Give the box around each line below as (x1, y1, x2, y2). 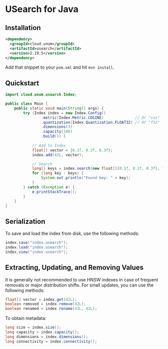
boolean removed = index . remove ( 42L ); (5, 301, 86, 306)
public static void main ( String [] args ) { (14, 106, 104, 111)
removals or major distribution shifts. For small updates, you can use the (5, 282, 154, 288)
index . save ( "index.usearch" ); (5, 240, 68, 245)
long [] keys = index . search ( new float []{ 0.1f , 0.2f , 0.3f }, (31, 166, 160, 171)
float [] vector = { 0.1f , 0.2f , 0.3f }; (31, 148, 113, 153)
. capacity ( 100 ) (40, 129, 72, 134)
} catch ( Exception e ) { (23, 184, 75, 190)
